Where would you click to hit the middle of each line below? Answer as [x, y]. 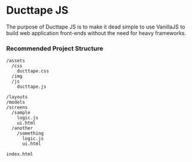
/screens [17, 107]
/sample [21, 113]
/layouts [17, 97]
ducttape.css [33, 71]
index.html [20, 154]
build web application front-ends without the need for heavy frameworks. [96, 33]
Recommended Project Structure [55, 48]
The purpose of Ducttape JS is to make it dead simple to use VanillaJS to [96, 27]
